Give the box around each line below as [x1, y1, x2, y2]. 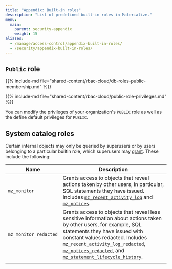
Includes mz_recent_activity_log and [62, 194, 153, 201]
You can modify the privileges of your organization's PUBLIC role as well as [5, 109, 162, 115]
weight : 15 [14, 31, 38, 36]
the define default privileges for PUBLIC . [5, 114, 89, 120]
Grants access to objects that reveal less [62, 209, 160, 216]
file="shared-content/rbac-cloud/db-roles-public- [40, 78, 146, 85]
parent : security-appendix [14, 27, 72, 32]
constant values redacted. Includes [62, 234, 147, 241]
